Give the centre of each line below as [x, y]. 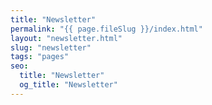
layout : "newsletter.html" [66, 38]
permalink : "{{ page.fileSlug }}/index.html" [106, 29]
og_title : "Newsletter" [68, 85]
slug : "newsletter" [51, 47]
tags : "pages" [40, 57]
